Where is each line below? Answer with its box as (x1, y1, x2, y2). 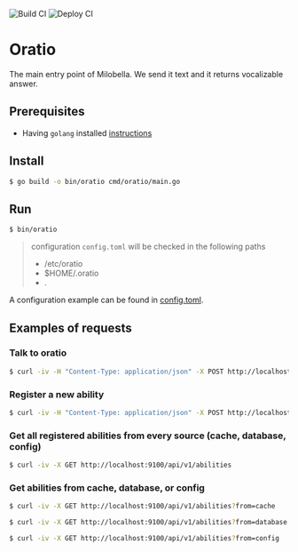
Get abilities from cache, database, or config (9, 481, 206, 493)
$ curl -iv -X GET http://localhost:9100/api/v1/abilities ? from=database (9, 518, 288, 527)
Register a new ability (9, 388, 105, 400)
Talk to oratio (9, 347, 67, 359)
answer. (9, 78, 38, 89)
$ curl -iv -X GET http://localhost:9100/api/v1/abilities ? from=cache (9, 502, 276, 511)
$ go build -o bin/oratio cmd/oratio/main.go (9, 177, 180, 186)
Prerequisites (9, 104, 85, 119)
